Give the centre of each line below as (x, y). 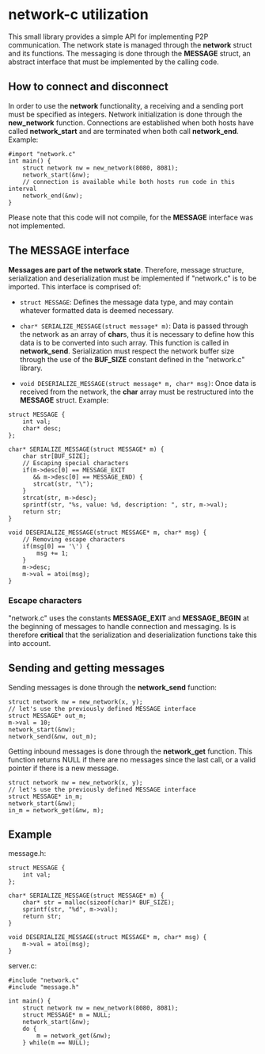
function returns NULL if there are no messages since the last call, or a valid (132, 759)
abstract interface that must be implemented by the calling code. (114, 62)
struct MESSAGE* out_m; (47, 716)
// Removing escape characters (74, 539)
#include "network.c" (44, 980)
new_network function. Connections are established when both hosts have (131, 122)
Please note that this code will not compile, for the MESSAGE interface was (131, 217)
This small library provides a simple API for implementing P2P (108, 36)
